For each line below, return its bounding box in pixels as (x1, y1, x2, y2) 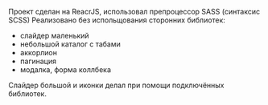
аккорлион (19, 48, 58, 57)
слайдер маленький (19, 31, 90, 40)
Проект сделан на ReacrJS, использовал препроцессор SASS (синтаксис (8, 7, 260, 16)
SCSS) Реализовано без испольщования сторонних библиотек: (8, 15, 225, 25)
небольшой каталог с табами (19, 39, 121, 49)
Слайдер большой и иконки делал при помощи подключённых (8, 80, 225, 90)
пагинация (19, 56, 56, 66)
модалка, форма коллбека (19, 65, 111, 75)
